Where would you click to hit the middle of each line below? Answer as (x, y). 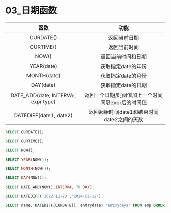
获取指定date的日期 (124, 85)
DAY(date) (43, 85)
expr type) (43, 101)
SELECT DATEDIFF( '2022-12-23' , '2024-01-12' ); (54, 196)
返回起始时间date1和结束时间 (123, 112)
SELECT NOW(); (20, 150)
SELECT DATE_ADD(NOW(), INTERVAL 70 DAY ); (50, 187)
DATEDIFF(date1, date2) (43, 115)
